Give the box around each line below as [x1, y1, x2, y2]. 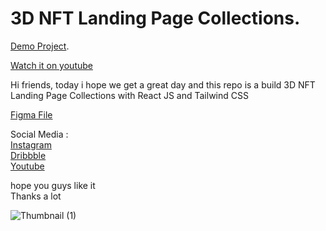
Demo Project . [10, 40, 70, 52]
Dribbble [10, 149, 47, 161]
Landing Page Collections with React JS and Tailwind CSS [10, 89, 249, 101]
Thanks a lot [10, 190, 62, 202]
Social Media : [10, 128, 69, 140]
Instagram [10, 138, 52, 151]
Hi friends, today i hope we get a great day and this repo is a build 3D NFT [10, 78, 316, 91]
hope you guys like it [10, 179, 96, 191]
